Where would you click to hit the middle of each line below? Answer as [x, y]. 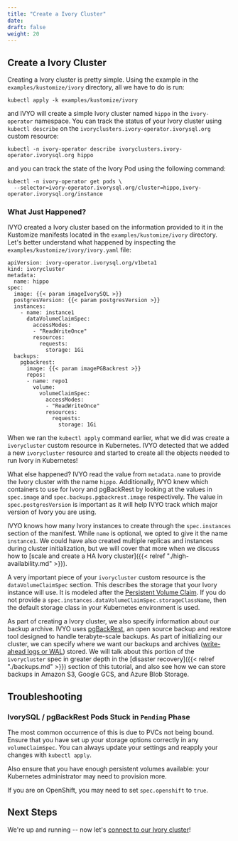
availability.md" [30, 564]
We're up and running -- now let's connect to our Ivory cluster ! [99, 830]
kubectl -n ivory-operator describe [61, 149]
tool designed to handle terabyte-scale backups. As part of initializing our [115, 636]
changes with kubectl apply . [50, 755]
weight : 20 [23, 34]
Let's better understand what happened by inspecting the [92, 242]
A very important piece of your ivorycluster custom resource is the [107, 577]
